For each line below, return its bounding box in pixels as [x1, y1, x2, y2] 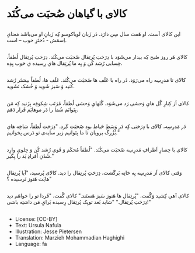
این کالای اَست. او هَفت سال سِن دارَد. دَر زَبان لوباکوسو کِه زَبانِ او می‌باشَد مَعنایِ [6, 30, 181, 37]
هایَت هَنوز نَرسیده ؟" [6, 175, 52, 182]
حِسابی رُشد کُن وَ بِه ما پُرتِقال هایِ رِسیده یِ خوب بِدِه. [6, 60, 123, 67]
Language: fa [15, 240, 47, 247]
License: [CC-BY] [15, 215, 58, 223]
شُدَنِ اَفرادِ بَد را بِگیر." [6, 152, 54, 159]
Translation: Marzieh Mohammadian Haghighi [15, 234, 125, 241]
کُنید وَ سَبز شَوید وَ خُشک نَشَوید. [6, 83, 75, 90]
